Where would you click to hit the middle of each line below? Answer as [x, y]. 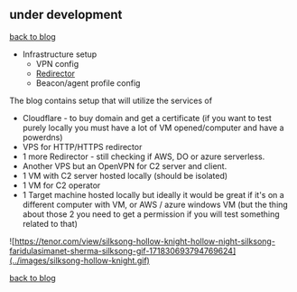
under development [66, 15]
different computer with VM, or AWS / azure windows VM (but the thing [155, 204]
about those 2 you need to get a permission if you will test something [151, 214]
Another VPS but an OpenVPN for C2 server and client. [125, 165]
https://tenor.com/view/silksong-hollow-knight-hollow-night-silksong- [145, 241]
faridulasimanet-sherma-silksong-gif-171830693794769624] [123, 250]
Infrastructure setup [60, 54]
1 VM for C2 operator [61, 185]
